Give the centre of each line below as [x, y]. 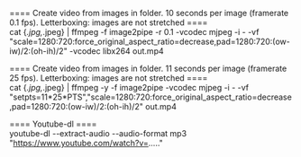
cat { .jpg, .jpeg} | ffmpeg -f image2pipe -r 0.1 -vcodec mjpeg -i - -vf [134, 32]
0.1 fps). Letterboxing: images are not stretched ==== [109, 22]
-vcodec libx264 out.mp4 [116, 51]
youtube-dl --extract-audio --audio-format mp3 [98, 133]
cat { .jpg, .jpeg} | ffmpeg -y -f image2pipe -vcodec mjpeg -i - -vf [129, 87]
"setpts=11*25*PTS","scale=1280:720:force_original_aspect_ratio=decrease [151, 97]
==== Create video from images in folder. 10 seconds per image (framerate [149, 13]
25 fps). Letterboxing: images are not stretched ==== [109, 78]
